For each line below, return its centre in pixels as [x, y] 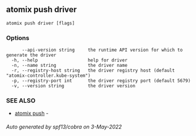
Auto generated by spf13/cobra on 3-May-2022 [64, 127]
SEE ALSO [21, 101]
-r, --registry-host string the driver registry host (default [93, 71]
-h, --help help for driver [69, 60]
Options [18, 38]
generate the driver [31, 55]
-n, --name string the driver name [69, 66]
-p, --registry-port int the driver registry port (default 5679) [101, 81]
